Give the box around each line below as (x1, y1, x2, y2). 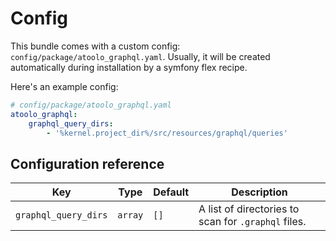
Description (231, 185, 288, 199)
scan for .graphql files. (198, 215, 307, 229)
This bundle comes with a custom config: (10, 40, 181, 52)
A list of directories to (198, 202, 300, 216)
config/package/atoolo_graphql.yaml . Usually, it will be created (10, 50, 271, 62)
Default (153, 185, 190, 199)
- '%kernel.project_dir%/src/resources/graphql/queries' (46, 128, 288, 138)
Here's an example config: (10, 80, 119, 92)
